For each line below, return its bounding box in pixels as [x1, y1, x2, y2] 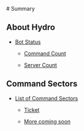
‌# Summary [6, 5, 35, 12]
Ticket [23, 106, 40, 113]
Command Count [23, 50, 67, 57]
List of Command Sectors [14, 95, 78, 102]
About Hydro [6, 22, 55, 32]
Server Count [23, 61, 57, 68]
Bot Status [14, 38, 41, 45]
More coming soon [23, 118, 71, 125]
